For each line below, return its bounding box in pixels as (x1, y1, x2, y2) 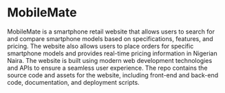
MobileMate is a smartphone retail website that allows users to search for (7, 27, 215, 36)
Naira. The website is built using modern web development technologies (7, 56, 213, 64)
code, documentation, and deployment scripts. (7, 78, 140, 86)
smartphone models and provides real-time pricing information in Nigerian (7, 49, 218, 57)
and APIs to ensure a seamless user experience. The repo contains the (7, 64, 208, 72)
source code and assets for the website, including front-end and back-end (7, 70, 219, 79)
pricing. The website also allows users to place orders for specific (7, 42, 194, 50)
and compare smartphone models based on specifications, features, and (7, 34, 213, 42)
